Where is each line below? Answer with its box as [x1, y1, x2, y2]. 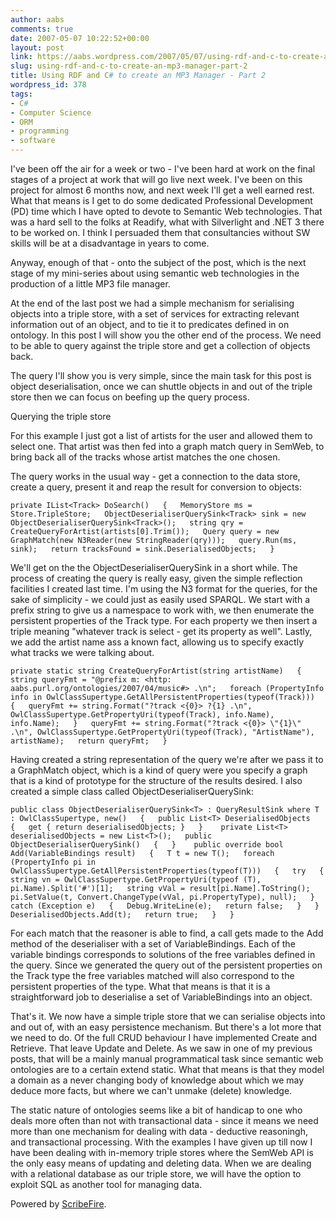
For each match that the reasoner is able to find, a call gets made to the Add [10, 927, 324, 939]
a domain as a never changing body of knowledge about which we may [10, 1074, 305, 1086]
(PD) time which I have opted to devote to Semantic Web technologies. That [10, 206, 323, 217]
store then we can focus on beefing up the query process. [10, 391, 250, 403]
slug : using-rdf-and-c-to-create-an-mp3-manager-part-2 [10, 61, 248, 71]
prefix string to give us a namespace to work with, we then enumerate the [10, 604, 315, 616]
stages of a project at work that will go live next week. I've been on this [10, 174, 303, 185]
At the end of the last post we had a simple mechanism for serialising [10, 297, 295, 309]
